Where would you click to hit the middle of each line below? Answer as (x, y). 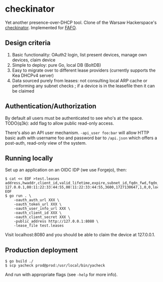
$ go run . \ (18, 196)
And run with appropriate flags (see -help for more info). (61, 275)
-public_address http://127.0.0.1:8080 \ (56, 222)
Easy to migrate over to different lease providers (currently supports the (84, 70)
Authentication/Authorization (51, 106)
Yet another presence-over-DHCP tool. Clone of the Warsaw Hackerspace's (81, 22)
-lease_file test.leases (39, 226)
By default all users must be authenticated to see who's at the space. (74, 118)
